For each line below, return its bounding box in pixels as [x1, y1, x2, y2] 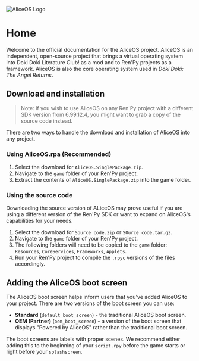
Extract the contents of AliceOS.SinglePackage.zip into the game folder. [14, 176, 191, 183]
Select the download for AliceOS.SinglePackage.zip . [14, 164, 144, 171]
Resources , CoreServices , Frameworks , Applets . [14, 248, 127, 255]
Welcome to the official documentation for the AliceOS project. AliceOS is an [6, 46, 194, 53]
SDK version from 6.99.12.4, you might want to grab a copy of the [20, 111, 181, 118]
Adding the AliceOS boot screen [6, 278, 128, 288]
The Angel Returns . [6, 71, 53, 79]
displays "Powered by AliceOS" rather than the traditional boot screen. [14, 324, 188, 331]
